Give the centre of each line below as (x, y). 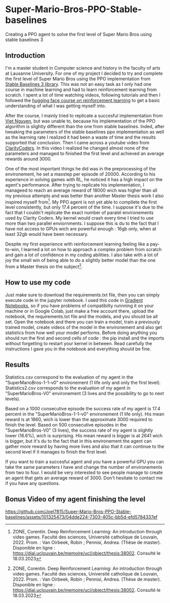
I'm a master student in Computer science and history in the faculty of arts (83, 68)
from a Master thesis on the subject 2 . (44, 266)
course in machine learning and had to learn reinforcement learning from (81, 89)
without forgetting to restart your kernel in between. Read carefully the (79, 343)
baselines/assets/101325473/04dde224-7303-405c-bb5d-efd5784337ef (81, 517)
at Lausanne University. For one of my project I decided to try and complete (84, 73)
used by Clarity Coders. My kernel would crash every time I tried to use (79, 218)
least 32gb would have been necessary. (47, 234)
